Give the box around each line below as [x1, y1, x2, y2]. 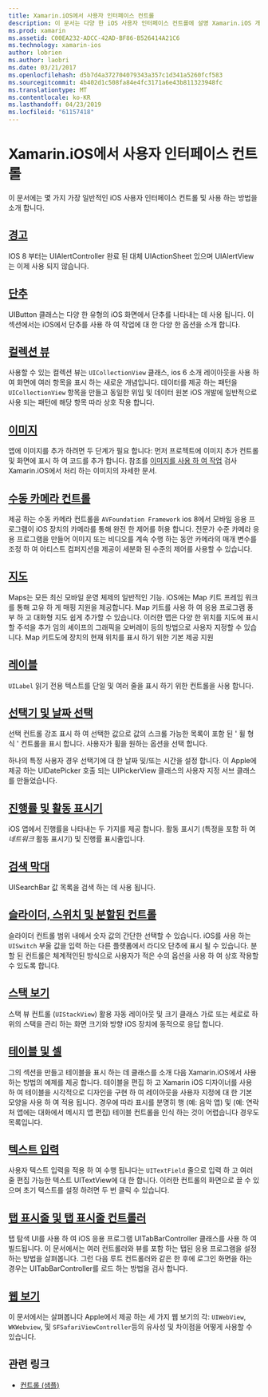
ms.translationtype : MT [8, 85, 88, 94]
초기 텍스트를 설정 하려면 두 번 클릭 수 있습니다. [22, 1185, 170, 1195]
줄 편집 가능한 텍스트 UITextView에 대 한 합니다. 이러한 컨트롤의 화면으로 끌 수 [8, 1175, 251, 1185]
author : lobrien [8, 49, 62, 57]
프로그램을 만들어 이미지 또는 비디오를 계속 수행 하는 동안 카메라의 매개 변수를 [16, 534, 258, 544]
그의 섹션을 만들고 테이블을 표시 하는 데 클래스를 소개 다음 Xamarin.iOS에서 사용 [8, 1067, 257, 1077]
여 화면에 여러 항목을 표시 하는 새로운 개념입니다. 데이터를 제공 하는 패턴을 [8, 378, 238, 387]
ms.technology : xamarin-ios [8, 42, 102, 49]
